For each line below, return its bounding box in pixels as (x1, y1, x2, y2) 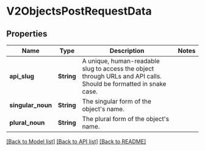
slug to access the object (82, 65, 154, 72)
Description (109, 47, 145, 55)
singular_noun (9, 101, 52, 109)
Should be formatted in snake (82, 80, 167, 88)
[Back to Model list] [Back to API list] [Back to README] (6, 138, 146, 145)
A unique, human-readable (82, 57, 160, 65)
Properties (6, 29, 48, 39)
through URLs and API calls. (82, 72, 162, 80)
